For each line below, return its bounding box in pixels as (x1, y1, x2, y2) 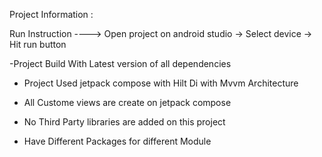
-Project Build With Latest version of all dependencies (9, 58, 232, 69)
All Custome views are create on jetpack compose (23, 97, 232, 108)
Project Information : (9, 9, 94, 20)
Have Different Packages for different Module (23, 135, 212, 147)
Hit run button (9, 39, 67, 50)
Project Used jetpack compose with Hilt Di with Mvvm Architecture (23, 77, 299, 89)
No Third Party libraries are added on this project (23, 116, 226, 128)
